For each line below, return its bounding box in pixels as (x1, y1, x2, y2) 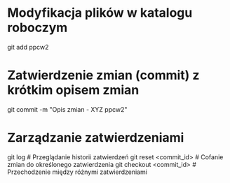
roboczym (7, 20, 68, 36)
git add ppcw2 (7, 43, 49, 51)
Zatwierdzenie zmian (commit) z (7, 68, 200, 83)
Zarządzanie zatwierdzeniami (7, 130, 184, 146)
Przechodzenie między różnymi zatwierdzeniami (7, 168, 147, 176)
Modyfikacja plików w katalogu (7, 5, 193, 21)
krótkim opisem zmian (7, 82, 140, 98)
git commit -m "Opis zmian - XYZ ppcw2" (7, 105, 128, 113)
